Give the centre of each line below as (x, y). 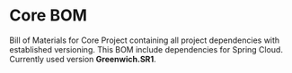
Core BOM (49, 16)
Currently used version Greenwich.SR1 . (83, 59)
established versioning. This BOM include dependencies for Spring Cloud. (146, 49)
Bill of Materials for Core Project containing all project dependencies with (145, 40)
